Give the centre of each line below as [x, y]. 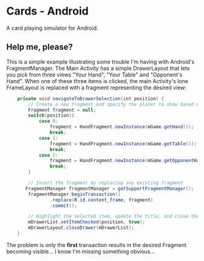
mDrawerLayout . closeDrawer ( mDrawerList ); [81, 228]
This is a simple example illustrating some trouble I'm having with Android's [100, 61]
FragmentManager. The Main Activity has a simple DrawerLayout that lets [98, 68]
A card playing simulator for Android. [52, 28]
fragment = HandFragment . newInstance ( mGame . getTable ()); [123, 144]
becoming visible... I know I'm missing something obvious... [81, 251]
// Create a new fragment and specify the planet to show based [111, 104]
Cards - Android [48, 11]
